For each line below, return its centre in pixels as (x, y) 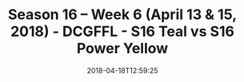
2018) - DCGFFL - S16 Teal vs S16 (122, 31)
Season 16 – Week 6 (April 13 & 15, (122, 15)
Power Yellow (122, 49)
